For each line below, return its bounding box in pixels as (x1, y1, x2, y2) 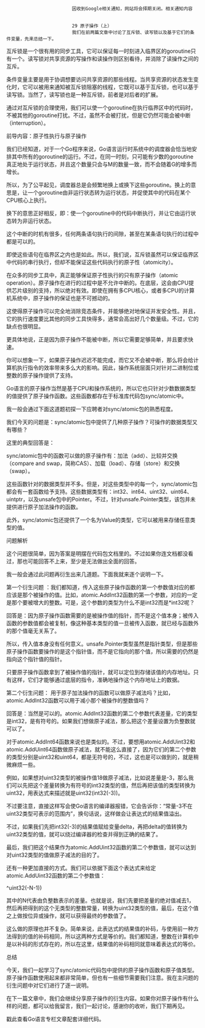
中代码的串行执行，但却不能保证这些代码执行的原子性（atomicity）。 (6, 259, 177, 266)
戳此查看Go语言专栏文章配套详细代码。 (6, 1015, 105, 1022)
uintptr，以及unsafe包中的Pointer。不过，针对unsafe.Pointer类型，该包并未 (6, 496, 196, 503)
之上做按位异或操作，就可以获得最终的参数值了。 (6, 912, 129, 919)
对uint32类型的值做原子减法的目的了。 (6, 851, 103, 859)
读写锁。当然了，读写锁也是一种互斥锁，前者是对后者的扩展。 (6, 91, 162, 98)
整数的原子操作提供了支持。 (6, 372, 76, 379)
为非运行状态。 (16, 217, 55, 225)
